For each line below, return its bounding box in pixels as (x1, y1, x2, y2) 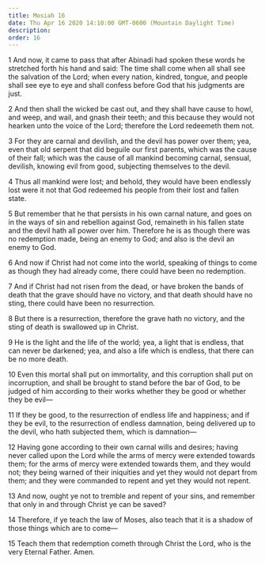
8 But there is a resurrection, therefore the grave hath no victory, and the (8, 314, 245, 324)
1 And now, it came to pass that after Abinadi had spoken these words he (8, 55, 245, 65)
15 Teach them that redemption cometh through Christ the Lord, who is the (8, 539, 252, 548)
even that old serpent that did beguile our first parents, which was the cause (8, 145, 257, 154)
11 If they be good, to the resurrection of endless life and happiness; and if (8, 411, 250, 420)
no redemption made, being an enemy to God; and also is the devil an (8, 234, 235, 244)
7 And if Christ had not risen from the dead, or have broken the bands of (8, 282, 244, 291)
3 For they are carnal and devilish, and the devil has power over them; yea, (8, 136, 252, 146)
